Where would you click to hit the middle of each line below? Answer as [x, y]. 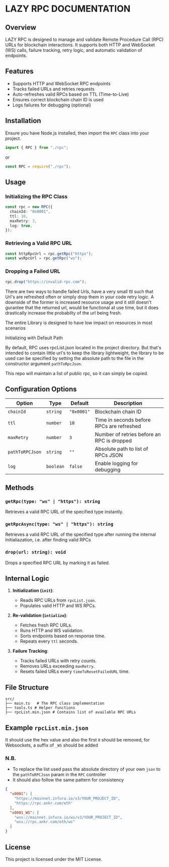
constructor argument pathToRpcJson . [44, 363]
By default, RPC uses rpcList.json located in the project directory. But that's [83, 347]
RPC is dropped [113, 441]
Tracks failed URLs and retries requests [53, 89]
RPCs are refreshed [118, 426]
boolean [55, 467]
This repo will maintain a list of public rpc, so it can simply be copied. [77, 373]
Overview [21, 27]
